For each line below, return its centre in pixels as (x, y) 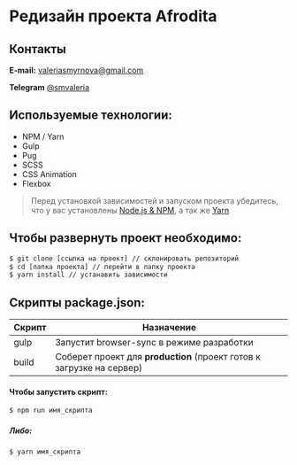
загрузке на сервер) (99, 368)
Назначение (169, 328)
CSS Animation (49, 174)
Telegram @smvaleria (49, 87)
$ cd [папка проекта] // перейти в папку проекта (103, 267)
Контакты (38, 49)
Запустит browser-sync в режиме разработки (154, 343)
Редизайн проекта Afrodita (114, 16)
